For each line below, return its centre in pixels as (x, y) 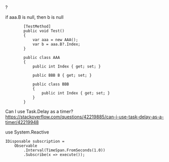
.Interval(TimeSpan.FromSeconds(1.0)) (64, 150)
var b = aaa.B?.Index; (56, 44)
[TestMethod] (37, 26)
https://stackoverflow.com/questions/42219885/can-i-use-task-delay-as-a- (84, 117)
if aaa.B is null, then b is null (35, 17)
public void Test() (44, 31)
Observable (26, 146)
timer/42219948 (22, 122)
